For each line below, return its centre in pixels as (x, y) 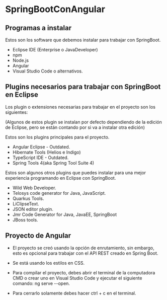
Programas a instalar (38, 28)
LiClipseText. (26, 204)
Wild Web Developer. (34, 188)
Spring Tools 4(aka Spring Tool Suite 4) (53, 163)
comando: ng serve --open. (41, 283)
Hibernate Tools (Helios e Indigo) (47, 152)
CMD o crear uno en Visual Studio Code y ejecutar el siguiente (77, 278)
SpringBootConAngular (55, 9)
